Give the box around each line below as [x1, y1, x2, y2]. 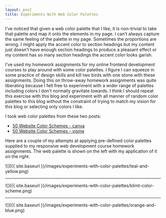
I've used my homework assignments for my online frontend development [5, 61, 155, 67]
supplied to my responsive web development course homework [5, 143, 134, 149]
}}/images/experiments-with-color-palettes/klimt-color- [41, 182, 154, 188]
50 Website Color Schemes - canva [12, 122, 85, 129]
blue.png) [5, 207, 25, 213]
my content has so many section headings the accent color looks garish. [5, 52, 153, 57]
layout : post [5, 7, 32, 12]
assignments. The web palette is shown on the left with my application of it [5, 148, 157, 154]
